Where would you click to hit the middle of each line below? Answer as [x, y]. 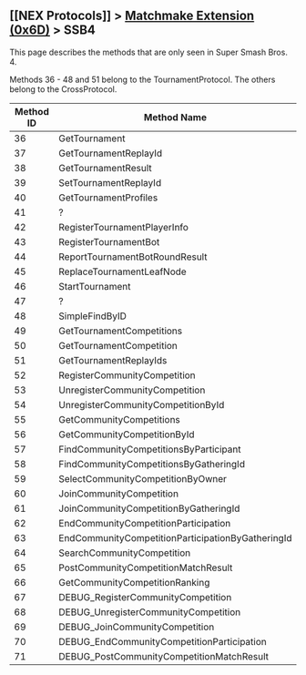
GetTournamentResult [105, 168]
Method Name [176, 117]
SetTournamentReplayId [110, 182]
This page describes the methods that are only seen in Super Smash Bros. [149, 52]
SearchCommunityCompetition [125, 553]
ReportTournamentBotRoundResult [133, 257]
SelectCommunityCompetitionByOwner [143, 478]
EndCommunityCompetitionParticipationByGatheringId [175, 537]
